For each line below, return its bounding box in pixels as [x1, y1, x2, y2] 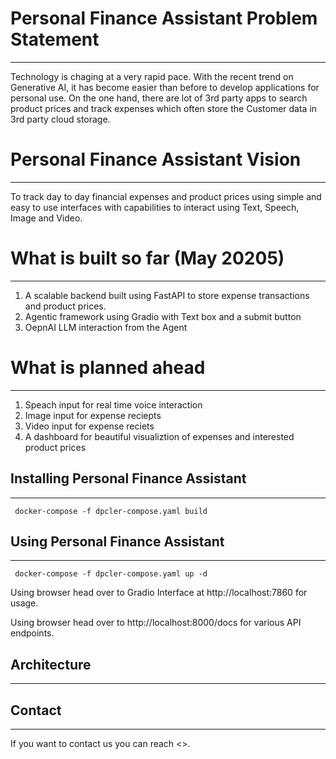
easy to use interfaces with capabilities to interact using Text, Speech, [10, 201, 300, 213]
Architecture [10, 656, 92, 673]
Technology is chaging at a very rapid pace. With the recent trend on [10, 70, 294, 82]
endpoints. [10, 627, 55, 639]
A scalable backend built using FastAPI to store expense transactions [24, 289, 310, 301]
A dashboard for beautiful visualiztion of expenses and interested [24, 430, 295, 442]
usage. [10, 597, 39, 609]
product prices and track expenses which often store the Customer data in [10, 102, 318, 114]
